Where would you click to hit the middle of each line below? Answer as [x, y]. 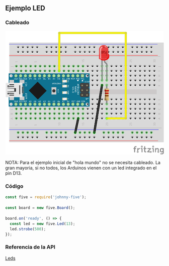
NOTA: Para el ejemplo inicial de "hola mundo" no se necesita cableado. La [83, 163]
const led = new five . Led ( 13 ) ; [43, 224]
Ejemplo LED [25, 8]
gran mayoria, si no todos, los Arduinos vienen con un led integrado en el [81, 168]
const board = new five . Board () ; [40, 208]
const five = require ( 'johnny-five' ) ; [46, 197]
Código [14, 186]
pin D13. [14, 173]
